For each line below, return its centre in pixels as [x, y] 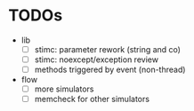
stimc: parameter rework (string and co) [108, 49]
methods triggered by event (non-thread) [110, 70]
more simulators [64, 89]
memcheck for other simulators [92, 99]
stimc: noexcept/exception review [97, 59]
